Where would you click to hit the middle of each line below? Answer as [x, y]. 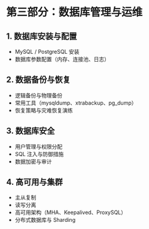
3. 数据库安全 [31, 131]
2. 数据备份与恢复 [38, 80]
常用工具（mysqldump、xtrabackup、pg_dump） [76, 103]
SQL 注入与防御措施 [39, 154]
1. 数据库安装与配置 [42, 36]
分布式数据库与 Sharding [45, 220]
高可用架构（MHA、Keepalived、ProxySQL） [71, 212]
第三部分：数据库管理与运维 [74, 12]
